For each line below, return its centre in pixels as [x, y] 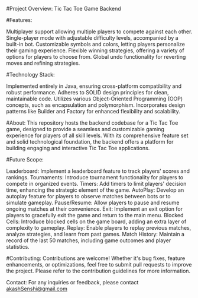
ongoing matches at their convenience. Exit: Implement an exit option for [95, 209]
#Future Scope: [25, 159]
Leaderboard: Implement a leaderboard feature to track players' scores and [98, 171]
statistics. [18, 247]
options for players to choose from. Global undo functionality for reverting [96, 57]
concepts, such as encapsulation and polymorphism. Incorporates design [96, 105]
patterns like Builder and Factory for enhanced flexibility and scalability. [93, 111]
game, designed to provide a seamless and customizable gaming [85, 129]
